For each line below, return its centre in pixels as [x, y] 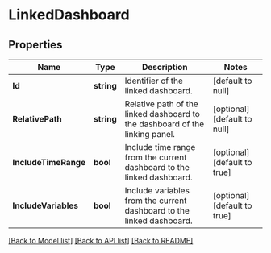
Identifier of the [154, 81]
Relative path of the [162, 104]
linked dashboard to [162, 114]
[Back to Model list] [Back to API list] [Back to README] [101, 241]
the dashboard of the [165, 124]
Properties [35, 45]
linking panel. [150, 134]
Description [165, 67]
